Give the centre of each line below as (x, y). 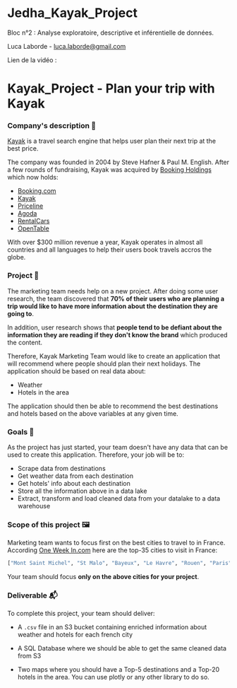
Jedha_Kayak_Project (72, 13)
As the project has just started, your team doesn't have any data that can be (117, 448)
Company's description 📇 (52, 126)
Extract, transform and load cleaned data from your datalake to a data (119, 498)
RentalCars (34, 221)
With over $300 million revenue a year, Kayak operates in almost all (105, 243)
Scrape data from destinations (61, 469)
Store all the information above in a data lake (82, 491)
